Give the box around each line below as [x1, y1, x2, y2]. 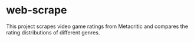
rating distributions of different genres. [6, 29, 100, 36]
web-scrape [6, 3, 67, 17]
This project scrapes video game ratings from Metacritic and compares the [6, 23, 189, 30]
